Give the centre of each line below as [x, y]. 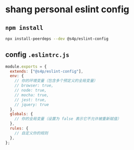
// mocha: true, [32, 95]
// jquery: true [32, 104]
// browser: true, [34, 85]
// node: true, [31, 91]
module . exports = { [26, 67]
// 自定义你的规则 [31, 133]
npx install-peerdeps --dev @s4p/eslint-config [57, 39]
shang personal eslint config [67, 9]
